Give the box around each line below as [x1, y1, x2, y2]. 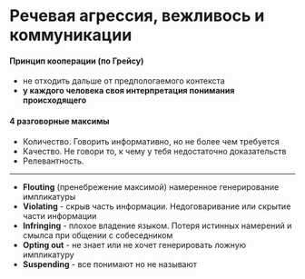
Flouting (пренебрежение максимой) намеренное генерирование [22, 181, 280, 192]
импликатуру [22, 249, 74, 260]
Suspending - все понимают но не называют [22, 258, 198, 269]
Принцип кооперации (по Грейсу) [9, 55, 144, 66]
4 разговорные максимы [9, 115, 110, 126]
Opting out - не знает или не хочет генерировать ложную [22, 239, 247, 250]
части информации [22, 210, 97, 221]
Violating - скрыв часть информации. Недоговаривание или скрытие [22, 201, 291, 212]
